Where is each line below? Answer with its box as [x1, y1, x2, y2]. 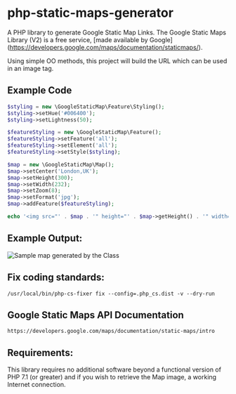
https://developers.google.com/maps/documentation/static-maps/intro [7, 328, 216, 335]
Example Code [7, 84, 72, 96]
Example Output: [7, 232, 83, 244]
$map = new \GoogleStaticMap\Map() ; [7, 161, 114, 168]
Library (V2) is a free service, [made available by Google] [7, 35, 173, 44]
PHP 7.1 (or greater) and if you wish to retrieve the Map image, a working [7, 373, 216, 381]
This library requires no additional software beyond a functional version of [7, 365, 221, 374]
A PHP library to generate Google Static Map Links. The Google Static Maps [7, 28, 227, 37]
